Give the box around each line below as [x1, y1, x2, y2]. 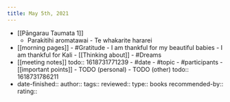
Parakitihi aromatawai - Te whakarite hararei [27, 36, 152, 44]
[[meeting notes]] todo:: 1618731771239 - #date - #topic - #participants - [16, 58, 223, 66]
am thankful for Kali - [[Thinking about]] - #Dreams [16, 51, 162, 59]
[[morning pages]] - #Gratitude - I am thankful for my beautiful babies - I [16, 43, 223, 51]
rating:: [16, 87, 38, 95]
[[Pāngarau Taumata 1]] [16, 29, 84, 37]
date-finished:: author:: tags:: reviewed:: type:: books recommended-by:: [16, 79, 224, 88]
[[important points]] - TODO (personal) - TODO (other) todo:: [16, 65, 189, 73]
